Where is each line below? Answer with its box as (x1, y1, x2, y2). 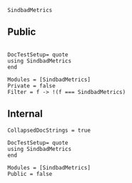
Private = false (7, 82, 56, 89)
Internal (7, 108, 43, 120)
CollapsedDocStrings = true (7, 127, 91, 134)
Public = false (7, 170, 53, 177)
